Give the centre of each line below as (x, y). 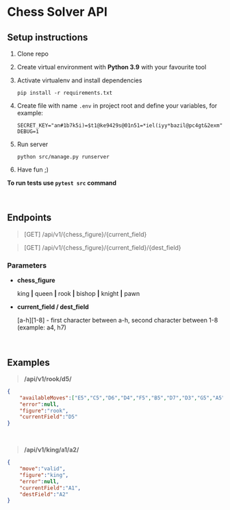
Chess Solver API (57, 12)
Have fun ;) (33, 170)
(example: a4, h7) (42, 327)
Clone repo (33, 54)
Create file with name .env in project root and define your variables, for (117, 106)
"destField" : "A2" (44, 494)
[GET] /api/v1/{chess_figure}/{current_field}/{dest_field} (102, 247)
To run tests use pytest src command (62, 183)
